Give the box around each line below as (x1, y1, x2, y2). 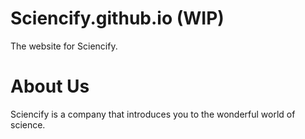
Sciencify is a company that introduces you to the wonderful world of (10, 108, 296, 120)
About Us (10, 75, 90, 98)
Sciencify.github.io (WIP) (10, 7, 225, 30)
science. (10, 118, 46, 131)
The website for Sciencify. (10, 40, 118, 52)
